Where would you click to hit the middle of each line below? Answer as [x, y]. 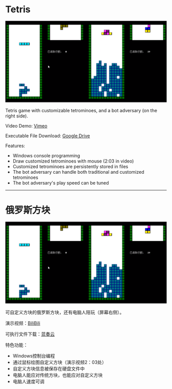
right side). [17, 116]
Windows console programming [46, 156]
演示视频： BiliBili [23, 323]
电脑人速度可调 [28, 381]
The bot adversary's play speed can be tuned [61, 183]
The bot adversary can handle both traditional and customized [78, 172]
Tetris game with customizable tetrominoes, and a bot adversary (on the [81, 111]
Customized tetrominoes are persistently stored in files [70, 167]
